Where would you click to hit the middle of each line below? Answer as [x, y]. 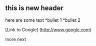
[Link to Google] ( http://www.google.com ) [48, 30]
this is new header [34, 8]
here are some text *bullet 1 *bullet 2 [43, 20]
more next [16, 39]
